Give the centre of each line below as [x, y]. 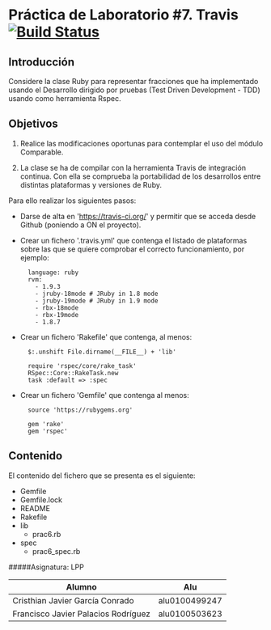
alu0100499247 [190, 600]
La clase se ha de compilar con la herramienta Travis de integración [133, 167]
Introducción [42, 62]
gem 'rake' [46, 424]
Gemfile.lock [41, 500]
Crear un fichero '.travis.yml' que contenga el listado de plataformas [133, 240]
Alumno [81, 586]
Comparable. [42, 152]
